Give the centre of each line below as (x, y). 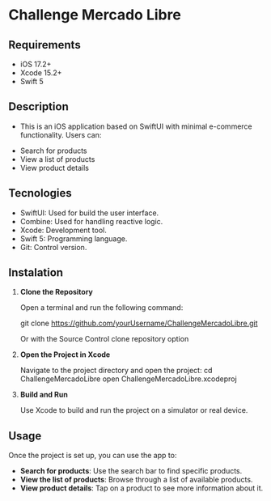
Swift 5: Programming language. (74, 238)
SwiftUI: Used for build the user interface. (89, 213)
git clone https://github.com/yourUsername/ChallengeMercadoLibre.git (139, 323)
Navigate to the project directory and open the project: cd (116, 371)
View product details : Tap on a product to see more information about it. (142, 488)
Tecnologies (40, 193)
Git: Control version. (53, 247)
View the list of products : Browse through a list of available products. (136, 480)
